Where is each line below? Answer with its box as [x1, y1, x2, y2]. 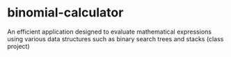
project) [7, 42, 30, 50]
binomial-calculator [7, 5, 124, 21]
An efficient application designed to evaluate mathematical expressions [7, 27, 212, 36]
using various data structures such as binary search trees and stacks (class [7, 34, 224, 43]
